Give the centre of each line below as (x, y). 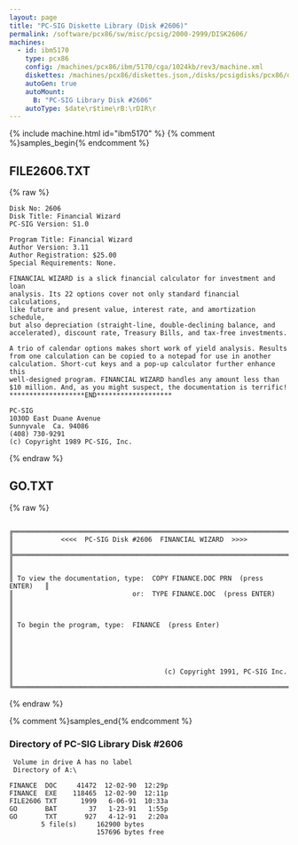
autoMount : (45, 92)
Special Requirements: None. (63, 263)
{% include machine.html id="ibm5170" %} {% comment (112, 133)
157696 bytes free (130, 833)
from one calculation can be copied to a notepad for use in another (141, 356)
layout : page (33, 17)
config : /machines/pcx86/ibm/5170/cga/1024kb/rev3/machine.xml (145, 68)
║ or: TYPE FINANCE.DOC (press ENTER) (142, 594)
